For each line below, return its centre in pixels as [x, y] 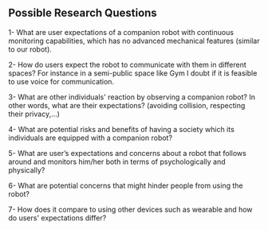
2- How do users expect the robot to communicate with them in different [128, 64]
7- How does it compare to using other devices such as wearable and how [130, 209]
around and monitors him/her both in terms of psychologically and [117, 162]
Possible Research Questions [83, 13]
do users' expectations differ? [57, 217]
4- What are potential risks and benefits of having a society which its [122, 129]
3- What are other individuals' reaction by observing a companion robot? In [132, 97]
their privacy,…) [34, 114]
